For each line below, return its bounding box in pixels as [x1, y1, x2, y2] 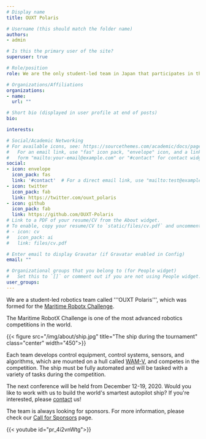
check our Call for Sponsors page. [6, 414, 93, 421]
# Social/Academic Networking [6, 137, 84, 144]
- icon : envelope [6, 166, 51, 172]
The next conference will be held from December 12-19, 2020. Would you [6, 382, 192, 389]
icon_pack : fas [12, 172, 51, 178]
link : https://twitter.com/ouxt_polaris [12, 194, 116, 201]
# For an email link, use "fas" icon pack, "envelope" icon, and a [6, 149, 188, 155]
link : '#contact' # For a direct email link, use [12, 178, 144, 184]
